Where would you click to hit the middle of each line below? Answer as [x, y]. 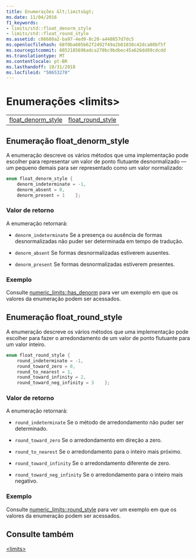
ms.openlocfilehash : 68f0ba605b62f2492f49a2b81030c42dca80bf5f [86, 45]
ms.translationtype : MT [36, 56]
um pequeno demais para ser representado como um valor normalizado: [95, 168]
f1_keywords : [22, 23]
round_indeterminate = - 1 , [50, 361]
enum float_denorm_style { [39, 179]
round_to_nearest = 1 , [45, 372]
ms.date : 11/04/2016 [32, 17]
